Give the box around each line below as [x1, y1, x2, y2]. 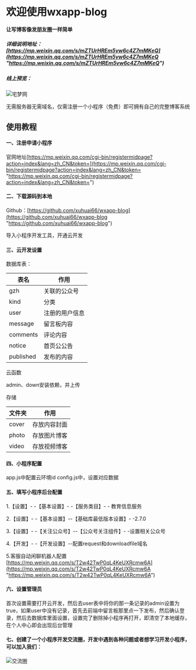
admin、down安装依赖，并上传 [6, 382, 80, 389]
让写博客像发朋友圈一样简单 [6, 26, 73, 33]
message [9, 319, 34, 328]
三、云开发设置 [6, 246, 42, 253]
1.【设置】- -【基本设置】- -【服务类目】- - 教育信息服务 [6, 503, 142, 510]
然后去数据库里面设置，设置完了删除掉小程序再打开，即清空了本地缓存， [16, 614, 190, 621]
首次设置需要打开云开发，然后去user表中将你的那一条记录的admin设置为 [6, 599, 180, 606]
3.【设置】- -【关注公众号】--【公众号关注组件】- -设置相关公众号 [6, 527, 166, 534]
